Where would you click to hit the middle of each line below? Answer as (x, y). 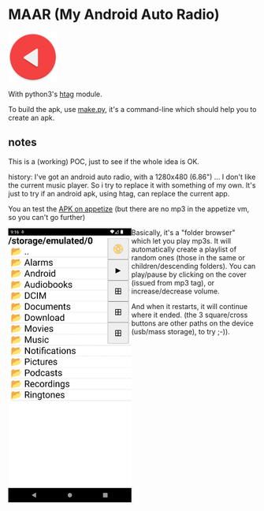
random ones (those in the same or (188, 257)
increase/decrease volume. (175, 291)
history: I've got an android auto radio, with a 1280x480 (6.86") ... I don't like (132, 177)
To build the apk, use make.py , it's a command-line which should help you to (132, 109)
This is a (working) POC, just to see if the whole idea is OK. (104, 161)
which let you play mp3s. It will (181, 241)
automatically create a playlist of (184, 249)
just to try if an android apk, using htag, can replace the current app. (119, 193)
